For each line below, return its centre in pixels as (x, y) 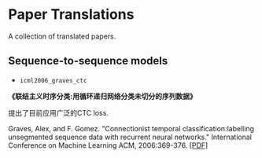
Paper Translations (71, 15)
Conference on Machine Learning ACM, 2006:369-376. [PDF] (108, 145)
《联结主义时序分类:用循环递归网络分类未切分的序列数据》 (102, 96)
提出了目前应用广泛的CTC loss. (58, 112)
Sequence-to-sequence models (88, 61)
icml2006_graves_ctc (53, 80)
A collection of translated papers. (62, 36)
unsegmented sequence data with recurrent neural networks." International (130, 137)
